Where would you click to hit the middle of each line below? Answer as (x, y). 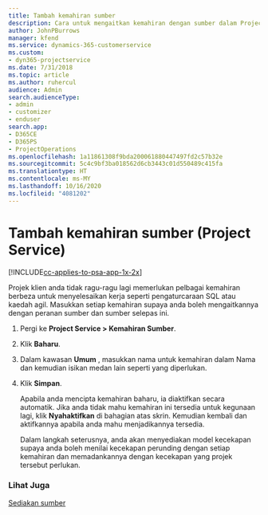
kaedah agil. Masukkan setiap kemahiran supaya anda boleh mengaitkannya (134, 305)
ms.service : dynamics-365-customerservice (80, 45)
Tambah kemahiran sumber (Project (130, 233)
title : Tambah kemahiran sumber (62, 16)
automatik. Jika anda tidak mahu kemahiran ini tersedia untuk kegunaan (138, 407)
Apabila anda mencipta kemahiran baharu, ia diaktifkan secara (122, 399)
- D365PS (23, 142)
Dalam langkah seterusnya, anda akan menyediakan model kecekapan (135, 439)
